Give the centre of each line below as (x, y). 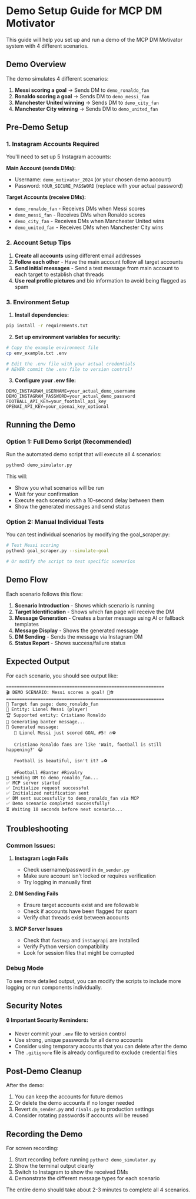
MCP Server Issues (39, 929)
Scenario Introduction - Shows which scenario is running (84, 605)
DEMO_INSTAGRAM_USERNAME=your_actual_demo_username (71, 391)
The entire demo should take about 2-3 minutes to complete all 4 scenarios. (98, 1190)
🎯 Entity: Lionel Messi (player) (47, 709)
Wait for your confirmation (46, 494)
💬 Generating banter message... (46, 722)
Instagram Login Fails (41, 858)
